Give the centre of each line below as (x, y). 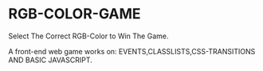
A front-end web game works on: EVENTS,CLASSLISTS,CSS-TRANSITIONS (132, 51)
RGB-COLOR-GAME (75, 14)
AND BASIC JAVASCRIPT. (51, 60)
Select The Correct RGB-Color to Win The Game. (88, 36)
